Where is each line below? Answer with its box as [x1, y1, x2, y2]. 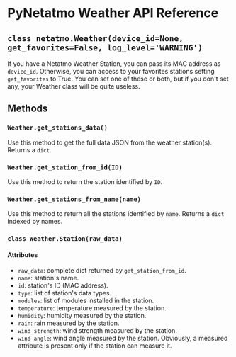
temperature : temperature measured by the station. [17, 304, 167, 312]
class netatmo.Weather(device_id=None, [7, 33, 184, 43]
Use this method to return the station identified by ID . [7, 177, 163, 186]
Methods [7, 103, 48, 115]
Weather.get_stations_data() [7, 124, 108, 132]
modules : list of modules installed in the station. [17, 296, 154, 305]
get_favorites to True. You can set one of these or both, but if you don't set [7, 74, 229, 83]
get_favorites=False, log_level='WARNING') [7, 42, 203, 52]
